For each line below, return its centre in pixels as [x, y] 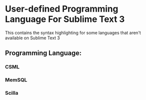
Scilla [12, 93]
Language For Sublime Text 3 [65, 19]
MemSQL [16, 80]
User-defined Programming [62, 9]
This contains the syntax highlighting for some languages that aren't [73, 33]
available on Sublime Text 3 [32, 38]
